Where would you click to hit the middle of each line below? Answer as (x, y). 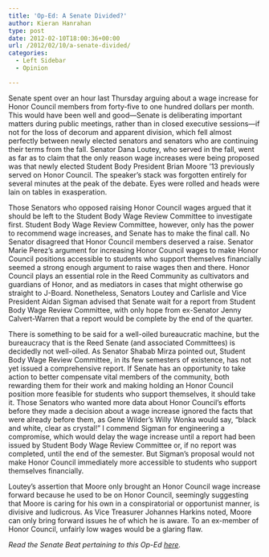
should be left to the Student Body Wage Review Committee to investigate (130, 216)
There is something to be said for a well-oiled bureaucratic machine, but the (134, 334)
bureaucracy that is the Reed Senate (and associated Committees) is (122, 342)
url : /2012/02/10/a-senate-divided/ (69, 46)
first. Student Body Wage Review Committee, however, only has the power (131, 224)
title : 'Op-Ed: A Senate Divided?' (68, 16)
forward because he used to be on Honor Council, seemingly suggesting (128, 494)
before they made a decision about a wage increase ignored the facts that (130, 411)
